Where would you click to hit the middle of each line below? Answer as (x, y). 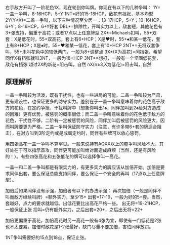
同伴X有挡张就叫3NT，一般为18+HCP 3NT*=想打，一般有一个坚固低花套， (83, 58)
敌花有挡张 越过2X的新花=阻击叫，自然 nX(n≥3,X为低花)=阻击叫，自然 (78, 64)
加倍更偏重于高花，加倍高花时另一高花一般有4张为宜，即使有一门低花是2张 (83, 220)
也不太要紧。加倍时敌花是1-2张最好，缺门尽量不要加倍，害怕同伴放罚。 (79, 226)
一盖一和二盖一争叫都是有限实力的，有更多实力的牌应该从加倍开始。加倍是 (83, 167)
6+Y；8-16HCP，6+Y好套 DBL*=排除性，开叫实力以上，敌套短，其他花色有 (84, 26)
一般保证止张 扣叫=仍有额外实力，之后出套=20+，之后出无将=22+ (74, 210)
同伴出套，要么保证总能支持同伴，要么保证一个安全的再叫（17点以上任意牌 (87, 173)
